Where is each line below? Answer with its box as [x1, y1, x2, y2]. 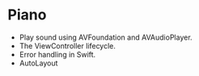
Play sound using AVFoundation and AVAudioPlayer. [19, 32, 193, 42]
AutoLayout [19, 58, 58, 68]
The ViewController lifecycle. [19, 40, 116, 50]
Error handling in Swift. [19, 49, 96, 59]
